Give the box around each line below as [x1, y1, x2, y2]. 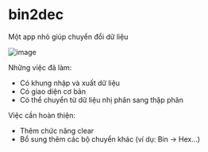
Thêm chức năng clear [19, 126, 94, 135]
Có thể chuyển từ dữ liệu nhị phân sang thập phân [19, 95, 184, 104]
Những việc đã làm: [8, 62, 72, 72]
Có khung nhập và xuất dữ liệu [19, 78, 121, 88]
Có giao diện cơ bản [19, 86, 86, 96]
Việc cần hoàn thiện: [8, 110, 75, 120]
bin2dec [8, 6, 64, 24]
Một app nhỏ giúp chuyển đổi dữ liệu [8, 32, 129, 41]
